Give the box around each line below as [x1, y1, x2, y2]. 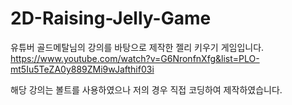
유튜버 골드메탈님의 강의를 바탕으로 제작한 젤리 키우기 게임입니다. [10, 41, 265, 53]
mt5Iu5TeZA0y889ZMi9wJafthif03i [10, 63, 155, 75]
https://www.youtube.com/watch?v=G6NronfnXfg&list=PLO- [10, 52, 260, 64]
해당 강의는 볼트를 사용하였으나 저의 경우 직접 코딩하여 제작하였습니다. [10, 83, 283, 96]
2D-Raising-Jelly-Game [10, 7, 212, 30]
